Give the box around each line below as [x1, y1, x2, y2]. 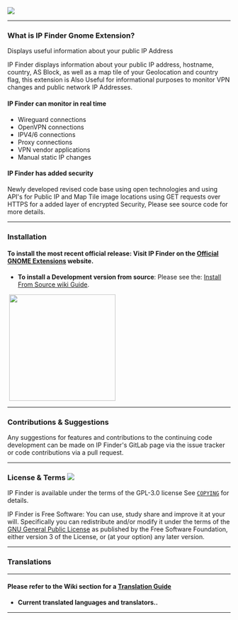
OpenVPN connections [17, 123, 85, 131]
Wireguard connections [17, 115, 86, 123]
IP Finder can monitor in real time [7, 99, 107, 108]
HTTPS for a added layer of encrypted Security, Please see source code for [7, 199, 228, 209]
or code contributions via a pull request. [7, 448, 124, 457]
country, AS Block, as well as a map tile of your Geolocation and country [7, 68, 218, 77]
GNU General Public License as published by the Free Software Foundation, [7, 525, 228, 533]
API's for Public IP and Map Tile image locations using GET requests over [7, 192, 221, 201]
